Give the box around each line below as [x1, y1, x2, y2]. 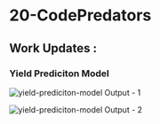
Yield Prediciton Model [9, 67, 109, 80]
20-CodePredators [9, 5, 152, 26]
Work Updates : [9, 41, 98, 56]
